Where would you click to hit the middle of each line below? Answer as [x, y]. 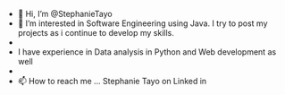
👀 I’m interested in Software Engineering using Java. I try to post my [142, 23]
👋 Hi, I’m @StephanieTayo [65, 14]
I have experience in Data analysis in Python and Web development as [147, 52]
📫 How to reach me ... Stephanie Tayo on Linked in [112, 81]
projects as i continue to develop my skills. [96, 33]
